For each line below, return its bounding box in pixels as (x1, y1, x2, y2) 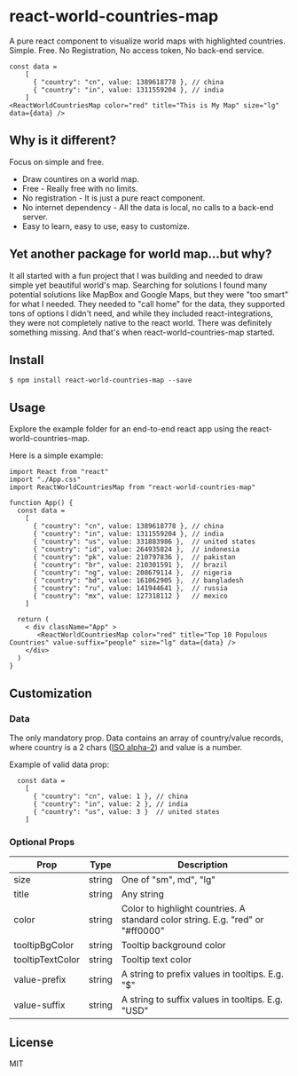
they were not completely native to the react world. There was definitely (9, 317, 272, 328)
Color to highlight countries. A (121, 903, 246, 915)
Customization (9, 685, 93, 700)
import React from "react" (9, 468, 109, 477)
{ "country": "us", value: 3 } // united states (32, 807, 220, 816)
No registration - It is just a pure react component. (21, 193, 206, 203)
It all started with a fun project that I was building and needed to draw (9, 270, 263, 281)
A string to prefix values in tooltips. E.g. (121, 968, 284, 980)
